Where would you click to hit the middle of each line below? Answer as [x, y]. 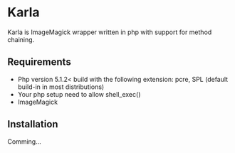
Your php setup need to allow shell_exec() [79, 94]
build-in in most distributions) [61, 87]
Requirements [39, 62]
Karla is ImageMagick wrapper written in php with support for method [110, 32]
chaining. [21, 39]
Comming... [24, 141]
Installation [33, 124]
